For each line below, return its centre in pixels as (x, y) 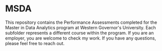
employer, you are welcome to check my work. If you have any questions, (81, 38)
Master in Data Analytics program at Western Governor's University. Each (81, 27)
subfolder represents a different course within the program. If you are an (80, 33)
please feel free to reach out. (35, 43)
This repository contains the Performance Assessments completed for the (81, 22)
